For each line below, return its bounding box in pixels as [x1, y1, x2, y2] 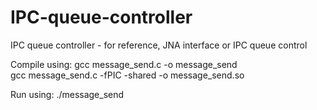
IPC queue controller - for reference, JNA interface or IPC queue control [10, 39, 308, 51]
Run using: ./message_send [10, 88, 125, 100]
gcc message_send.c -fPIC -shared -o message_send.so [10, 69, 245, 81]
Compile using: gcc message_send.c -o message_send [10, 58, 238, 70]
